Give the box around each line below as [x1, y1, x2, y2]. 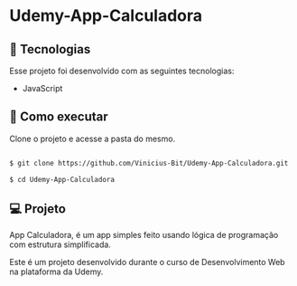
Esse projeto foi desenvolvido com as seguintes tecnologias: [9, 65, 235, 76]
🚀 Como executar [9, 110, 108, 125]
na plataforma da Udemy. [9, 266, 104, 277]
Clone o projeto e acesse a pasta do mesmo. [9, 133, 176, 144]
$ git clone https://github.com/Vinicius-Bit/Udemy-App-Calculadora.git [9, 158, 289, 167]
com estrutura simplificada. [9, 239, 111, 250]
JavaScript [22, 83, 63, 93]
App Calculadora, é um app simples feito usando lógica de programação [9, 230, 279, 241]
